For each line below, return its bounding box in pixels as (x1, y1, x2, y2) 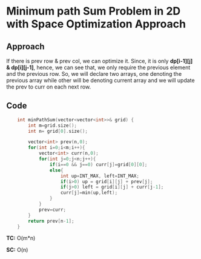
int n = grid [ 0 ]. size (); (28, 128, 88, 134)
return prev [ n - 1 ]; (28, 218, 74, 224)
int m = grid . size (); (28, 123, 77, 129)
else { (49, 167, 64, 173)
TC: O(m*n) (6, 235, 36, 242)
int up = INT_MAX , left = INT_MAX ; (60, 173, 139, 179)
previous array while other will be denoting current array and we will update (6, 77, 195, 84)
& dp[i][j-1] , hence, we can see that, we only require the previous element (6, 64, 191, 71)
